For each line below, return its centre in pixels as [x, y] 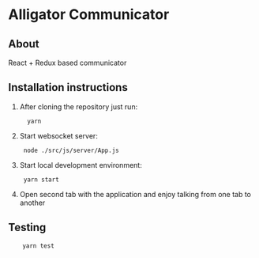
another [32, 203]
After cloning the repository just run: [79, 106]
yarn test [39, 246]
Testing [27, 228]
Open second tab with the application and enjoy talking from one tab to [135, 194]
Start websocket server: [59, 135]
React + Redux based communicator [68, 63]
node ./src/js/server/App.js [71, 150]
